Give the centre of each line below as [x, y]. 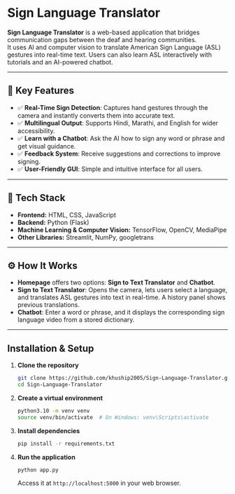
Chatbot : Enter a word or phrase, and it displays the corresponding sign [121, 313]
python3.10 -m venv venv [54, 411]
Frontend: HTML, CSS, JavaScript [67, 214]
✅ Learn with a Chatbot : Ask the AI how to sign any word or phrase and [121, 138]
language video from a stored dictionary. [76, 320]
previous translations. [49, 305]
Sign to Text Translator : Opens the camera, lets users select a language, [122, 290]
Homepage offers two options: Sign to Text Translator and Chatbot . [116, 282]
